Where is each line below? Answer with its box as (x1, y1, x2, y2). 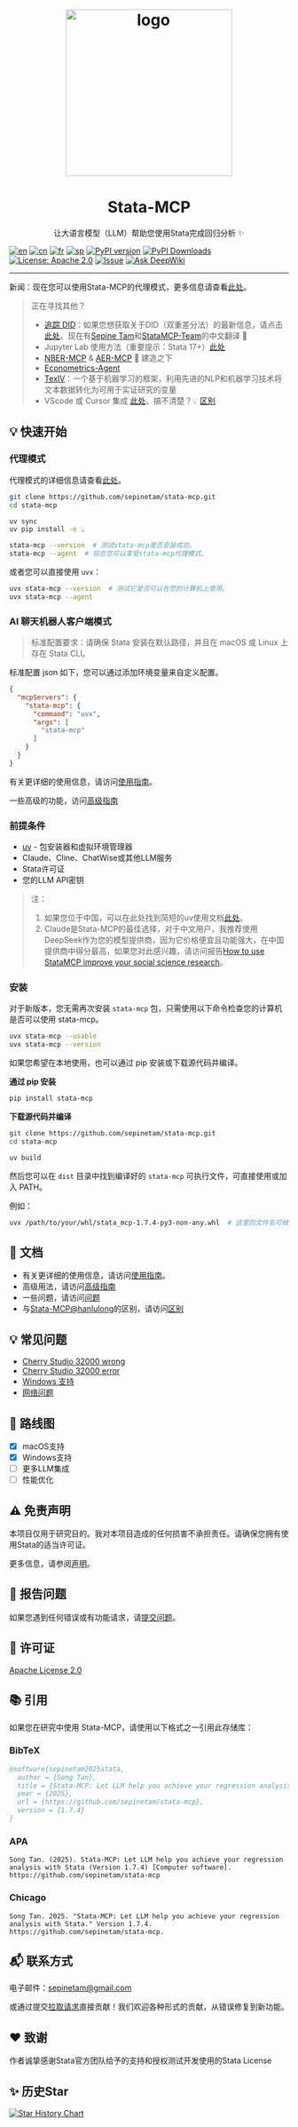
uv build (9, 1153, 42, 1162)
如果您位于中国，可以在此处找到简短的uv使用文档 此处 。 (43, 912, 248, 923)
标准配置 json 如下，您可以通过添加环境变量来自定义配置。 (9, 667, 223, 678)
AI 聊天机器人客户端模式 (9, 615, 113, 627)
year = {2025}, (17, 1789, 74, 1798)
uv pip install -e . (9, 525, 86, 534)
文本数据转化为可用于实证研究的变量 (43, 385, 177, 395)
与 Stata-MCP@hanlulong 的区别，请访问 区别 (21, 1303, 184, 1314)
